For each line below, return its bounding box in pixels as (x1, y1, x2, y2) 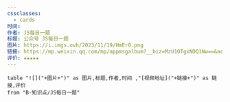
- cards (13, 16, 36, 23)
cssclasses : (7, 10, 41, 17)
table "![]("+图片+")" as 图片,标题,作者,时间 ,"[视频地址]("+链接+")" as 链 (7, 75, 218, 81)
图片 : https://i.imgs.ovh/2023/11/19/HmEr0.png (7, 42, 144, 49)
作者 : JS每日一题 (7, 29, 51, 36)
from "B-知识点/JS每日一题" (7, 89, 80, 96)
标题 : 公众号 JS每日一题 (7, 36, 69, 42)
